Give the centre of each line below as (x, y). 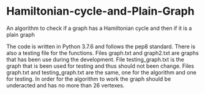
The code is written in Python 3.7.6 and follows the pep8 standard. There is (101, 46)
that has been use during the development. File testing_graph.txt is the (95, 59)
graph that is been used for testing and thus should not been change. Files (100, 66)
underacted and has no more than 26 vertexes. (65, 85)
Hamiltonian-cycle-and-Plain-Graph (100, 11)
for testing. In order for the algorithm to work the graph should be (89, 79)
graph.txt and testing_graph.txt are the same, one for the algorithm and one (102, 72)
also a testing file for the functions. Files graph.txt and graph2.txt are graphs (102, 52)
